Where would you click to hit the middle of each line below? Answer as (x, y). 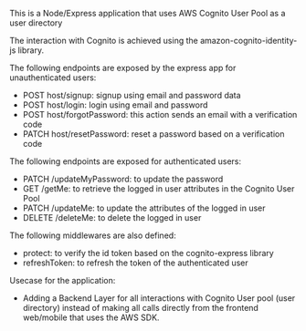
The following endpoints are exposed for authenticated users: (126, 161)
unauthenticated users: (53, 78)
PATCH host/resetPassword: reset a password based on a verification (153, 134)
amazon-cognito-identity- (248, 41)
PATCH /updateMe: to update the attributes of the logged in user (144, 208)
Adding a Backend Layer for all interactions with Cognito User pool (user (159, 298)
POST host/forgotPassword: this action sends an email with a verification (160, 114)
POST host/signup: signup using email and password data (132, 95)
